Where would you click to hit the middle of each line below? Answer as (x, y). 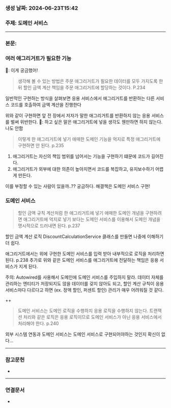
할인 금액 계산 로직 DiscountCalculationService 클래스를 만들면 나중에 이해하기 (84, 236)
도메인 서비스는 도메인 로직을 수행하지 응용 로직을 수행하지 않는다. (83, 310)
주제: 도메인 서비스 (27, 23)
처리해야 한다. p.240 (38, 323)
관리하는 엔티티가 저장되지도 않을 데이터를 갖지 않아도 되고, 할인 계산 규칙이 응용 (85, 283)
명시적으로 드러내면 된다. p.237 (49, 226)
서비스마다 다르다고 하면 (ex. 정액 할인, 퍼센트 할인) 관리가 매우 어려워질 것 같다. (84, 290)
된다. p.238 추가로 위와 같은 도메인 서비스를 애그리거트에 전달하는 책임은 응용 (82, 260)
